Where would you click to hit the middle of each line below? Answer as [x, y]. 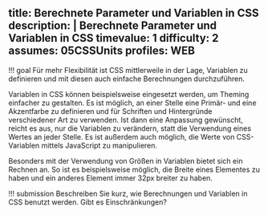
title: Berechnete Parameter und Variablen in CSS [134, 13]
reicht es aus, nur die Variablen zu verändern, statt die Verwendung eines [130, 128]
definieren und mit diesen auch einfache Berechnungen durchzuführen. [127, 79]
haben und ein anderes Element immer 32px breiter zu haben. [110, 178]
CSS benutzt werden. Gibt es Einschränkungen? [87, 202]
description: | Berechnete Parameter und [113, 26]
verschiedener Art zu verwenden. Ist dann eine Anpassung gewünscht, [126, 120]
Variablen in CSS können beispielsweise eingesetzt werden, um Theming [129, 94]
